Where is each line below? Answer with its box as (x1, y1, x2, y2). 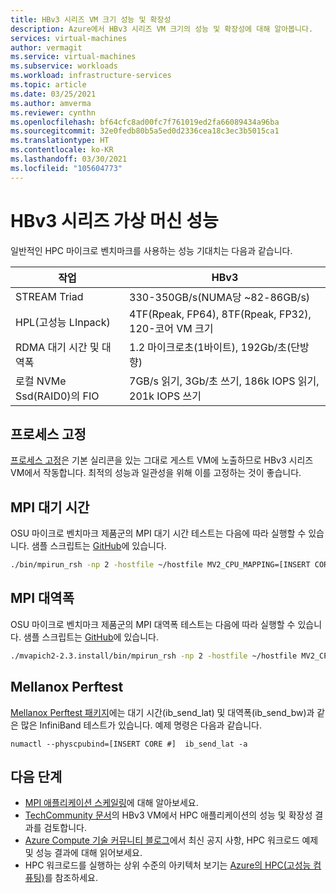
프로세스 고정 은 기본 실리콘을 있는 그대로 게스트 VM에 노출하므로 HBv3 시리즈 (10, 454, 314, 466)
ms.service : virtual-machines (10, 52, 137, 62)
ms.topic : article (10, 80, 87, 90)
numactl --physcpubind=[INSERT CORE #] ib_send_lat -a (10, 739, 248, 749)
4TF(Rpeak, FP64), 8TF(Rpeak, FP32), (129, 307, 312, 321)
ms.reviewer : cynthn (10, 107, 97, 118)
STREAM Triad (15, 289, 84, 303)
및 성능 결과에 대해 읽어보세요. (24, 847, 143, 859)
